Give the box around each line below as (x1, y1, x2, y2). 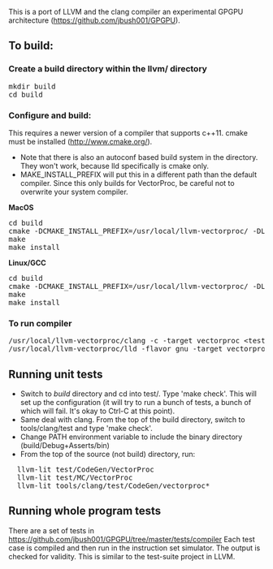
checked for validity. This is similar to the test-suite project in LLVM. (8, 551, 236, 561)
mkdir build (8, 81, 56, 91)
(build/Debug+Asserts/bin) (19, 441, 110, 450)
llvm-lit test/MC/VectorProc (16, 473, 133, 482)
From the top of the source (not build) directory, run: (19, 450, 196, 459)
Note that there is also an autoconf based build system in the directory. (19, 152, 258, 162)
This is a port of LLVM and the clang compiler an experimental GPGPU (8, 7, 244, 16)
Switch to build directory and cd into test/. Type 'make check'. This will (19, 389, 258, 399)
